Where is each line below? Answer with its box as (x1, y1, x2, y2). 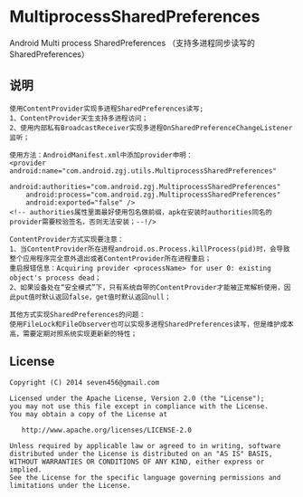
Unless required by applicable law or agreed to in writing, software (9, 441, 281, 450)
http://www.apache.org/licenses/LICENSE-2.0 (21, 425, 193, 435)
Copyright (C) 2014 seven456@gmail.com (9, 378, 160, 387)
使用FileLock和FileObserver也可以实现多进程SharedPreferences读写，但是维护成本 (9, 320, 294, 329)
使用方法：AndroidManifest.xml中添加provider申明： (9, 150, 194, 159)
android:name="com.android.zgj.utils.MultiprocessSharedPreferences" (9, 166, 278, 176)
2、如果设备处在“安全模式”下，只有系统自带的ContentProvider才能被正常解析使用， (9, 282, 285, 292)
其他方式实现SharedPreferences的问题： (9, 310, 147, 319)
